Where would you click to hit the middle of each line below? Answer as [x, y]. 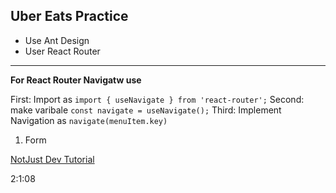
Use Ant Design [57, 40]
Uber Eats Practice [69, 16]
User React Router [62, 51]
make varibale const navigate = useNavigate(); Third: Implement [146, 110]
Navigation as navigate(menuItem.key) [89, 120]
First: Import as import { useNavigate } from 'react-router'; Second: [157, 99]
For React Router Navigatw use [76, 80]
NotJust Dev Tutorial [52, 159]
